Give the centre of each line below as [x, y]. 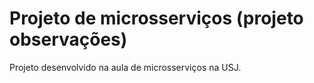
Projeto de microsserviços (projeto [156, 18]
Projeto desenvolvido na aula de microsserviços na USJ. [125, 67]
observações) [68, 39]
